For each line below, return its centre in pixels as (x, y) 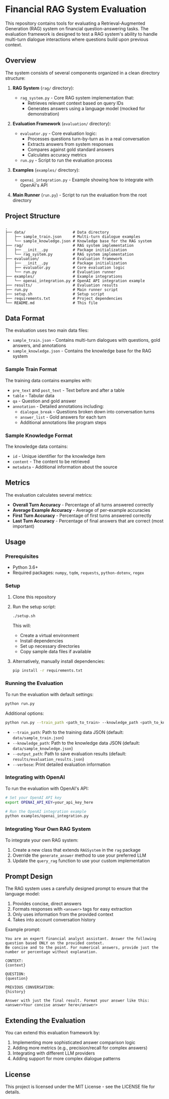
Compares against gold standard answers (71, 149)
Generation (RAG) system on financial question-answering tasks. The (77, 28)
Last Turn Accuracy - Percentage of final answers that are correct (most (88, 520)
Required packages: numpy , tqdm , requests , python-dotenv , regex (78, 573)
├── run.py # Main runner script (62, 290)
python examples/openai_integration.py (47, 816)
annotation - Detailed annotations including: (58, 406)
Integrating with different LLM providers (54, 1053)
